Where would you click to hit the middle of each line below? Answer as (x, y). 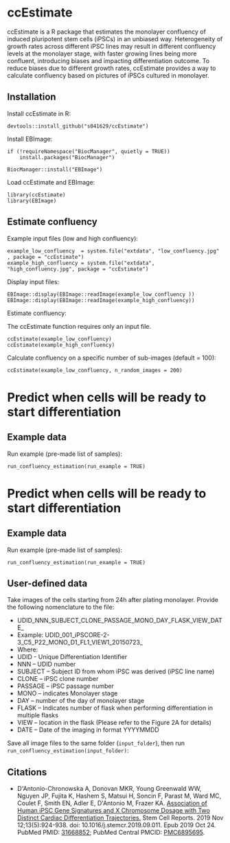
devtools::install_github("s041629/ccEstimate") (78, 126)
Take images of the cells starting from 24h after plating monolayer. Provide (113, 600)
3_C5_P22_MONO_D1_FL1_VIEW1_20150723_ (80, 643)
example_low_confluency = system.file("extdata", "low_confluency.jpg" (113, 251)
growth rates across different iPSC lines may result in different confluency (112, 46)
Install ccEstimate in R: (39, 113)
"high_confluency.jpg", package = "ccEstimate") (78, 269)
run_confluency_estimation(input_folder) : (68, 750)
